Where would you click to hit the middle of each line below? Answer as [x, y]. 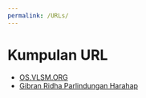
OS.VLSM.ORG [44, 77]
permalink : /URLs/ [38, 16]
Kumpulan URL [58, 55]
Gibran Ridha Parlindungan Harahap [78, 85]
